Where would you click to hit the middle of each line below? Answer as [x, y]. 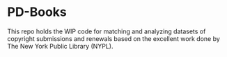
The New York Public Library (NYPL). [60, 46]
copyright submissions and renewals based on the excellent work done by [114, 38]
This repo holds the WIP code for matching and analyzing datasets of [107, 31]
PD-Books [37, 12]
